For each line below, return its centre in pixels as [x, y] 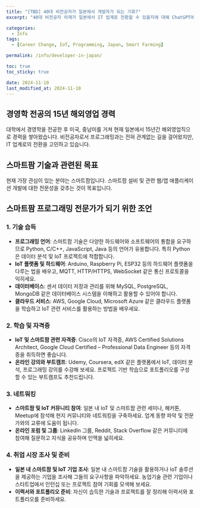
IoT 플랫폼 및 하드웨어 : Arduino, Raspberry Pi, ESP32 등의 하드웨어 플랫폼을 [104, 264]
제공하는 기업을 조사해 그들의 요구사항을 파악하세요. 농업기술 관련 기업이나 [107, 476]
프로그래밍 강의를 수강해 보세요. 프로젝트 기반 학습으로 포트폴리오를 [101, 369]
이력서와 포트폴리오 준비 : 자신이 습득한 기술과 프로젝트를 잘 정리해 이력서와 [101, 491]
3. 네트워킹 [21, 394]
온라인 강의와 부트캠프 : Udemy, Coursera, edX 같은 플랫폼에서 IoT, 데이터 [101, 362]
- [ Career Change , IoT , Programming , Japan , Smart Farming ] [87, 45]
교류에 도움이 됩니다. [55, 423]
